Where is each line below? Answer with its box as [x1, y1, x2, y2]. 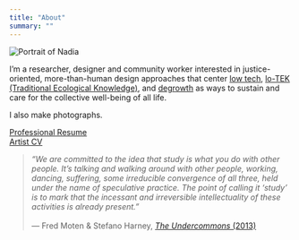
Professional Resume [9, 126, 88, 137]
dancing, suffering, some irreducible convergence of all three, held [30, 172, 278, 184]
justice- [243, 64, 271, 74]
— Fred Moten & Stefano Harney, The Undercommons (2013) [30, 220, 257, 231]
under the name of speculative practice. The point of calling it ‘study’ [30, 182, 288, 193]
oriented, [9, 73, 43, 83]
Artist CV [9, 136, 43, 147]
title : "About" [9, 13, 66, 22]
